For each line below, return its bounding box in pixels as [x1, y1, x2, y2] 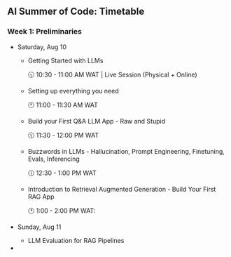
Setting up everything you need [27, 86, 119, 95]
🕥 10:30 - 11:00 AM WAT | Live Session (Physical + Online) [27, 70, 197, 79]
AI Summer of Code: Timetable [7, 6, 145, 18]
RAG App [27, 192, 55, 201]
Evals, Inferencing [27, 154, 80, 163]
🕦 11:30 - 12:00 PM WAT [27, 131, 99, 139]
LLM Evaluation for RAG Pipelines [27, 236, 125, 244]
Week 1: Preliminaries [7, 27, 82, 37]
